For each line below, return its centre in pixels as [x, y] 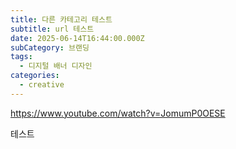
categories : [35, 76]
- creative [42, 85]
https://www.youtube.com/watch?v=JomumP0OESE [118, 113]
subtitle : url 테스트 [52, 29]
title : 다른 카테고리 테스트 [61, 19]
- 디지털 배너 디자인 [56, 66]
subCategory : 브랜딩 [50, 47]
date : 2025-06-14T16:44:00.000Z [77, 38]
